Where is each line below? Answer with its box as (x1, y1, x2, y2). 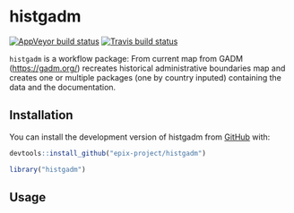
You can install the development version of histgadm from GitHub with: (9, 132, 271, 142)
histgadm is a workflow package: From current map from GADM (9, 53, 244, 64)
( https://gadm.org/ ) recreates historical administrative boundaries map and (9, 63, 286, 73)
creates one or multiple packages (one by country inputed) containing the (9, 72, 282, 82)
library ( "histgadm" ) (9, 165, 87, 174)
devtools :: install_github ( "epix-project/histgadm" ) (9, 149, 206, 158)
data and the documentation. (9, 81, 117, 92)
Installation (9, 107, 73, 123)
